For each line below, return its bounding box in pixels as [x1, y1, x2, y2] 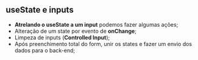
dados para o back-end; [14, 47, 76, 54]
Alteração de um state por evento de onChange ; [14, 27, 136, 35]
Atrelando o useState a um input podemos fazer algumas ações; [14, 21, 179, 28]
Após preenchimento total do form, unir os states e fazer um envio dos [14, 40, 193, 47]
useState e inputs [5, 5, 74, 15]
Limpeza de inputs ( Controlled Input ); [14, 33, 110, 41]
